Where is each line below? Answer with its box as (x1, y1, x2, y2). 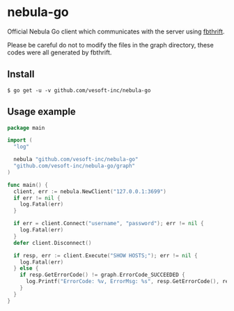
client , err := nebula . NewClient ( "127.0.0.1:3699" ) (13, 188, 167, 195)
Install (7, 68, 35, 80)
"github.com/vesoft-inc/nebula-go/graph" (13, 162, 136, 169)
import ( (7, 137, 33, 144)
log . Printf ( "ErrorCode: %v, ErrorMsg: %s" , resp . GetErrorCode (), (25, 278, 219, 285)
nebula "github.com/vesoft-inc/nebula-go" (13, 156, 139, 163)
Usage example (7, 106, 77, 118)
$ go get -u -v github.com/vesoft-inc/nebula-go (7, 86, 151, 94)
